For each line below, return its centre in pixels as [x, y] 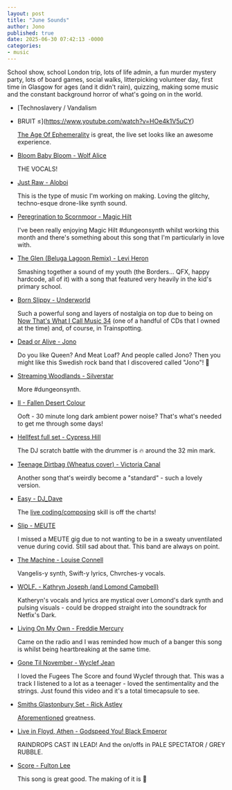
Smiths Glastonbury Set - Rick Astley [70, 704]
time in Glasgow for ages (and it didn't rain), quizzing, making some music [113, 87]
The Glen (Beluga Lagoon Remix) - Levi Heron [83, 258]
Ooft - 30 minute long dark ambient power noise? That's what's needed [119, 416]
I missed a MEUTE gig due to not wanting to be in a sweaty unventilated [120, 539]
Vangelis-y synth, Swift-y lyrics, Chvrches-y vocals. [91, 573]
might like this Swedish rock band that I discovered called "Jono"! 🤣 [113, 362]
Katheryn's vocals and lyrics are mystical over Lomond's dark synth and [120, 600]
